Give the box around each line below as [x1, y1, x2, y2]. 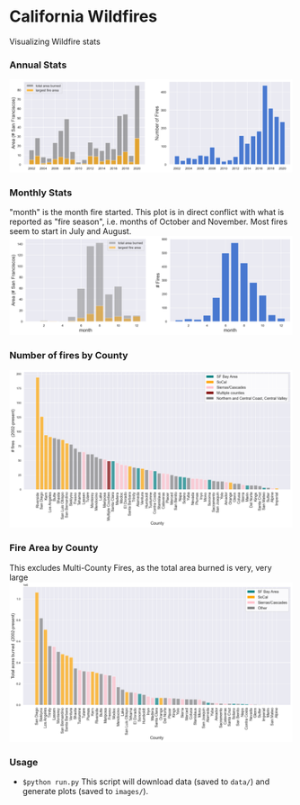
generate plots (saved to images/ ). [22, 786, 149, 797]
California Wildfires [9, 6, 158, 27]
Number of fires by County [9, 348, 128, 361]
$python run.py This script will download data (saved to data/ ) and [22, 776, 270, 787]
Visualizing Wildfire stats [9, 36, 101, 47]
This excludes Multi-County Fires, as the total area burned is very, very [9, 562, 272, 573]
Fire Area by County [9, 542, 99, 555]
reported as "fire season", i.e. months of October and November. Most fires [9, 216, 288, 227]
